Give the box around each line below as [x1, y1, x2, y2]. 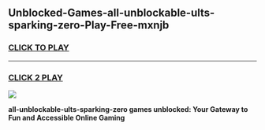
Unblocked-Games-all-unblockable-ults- [8, 6, 215, 20]
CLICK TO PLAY [8, 43, 69, 54]
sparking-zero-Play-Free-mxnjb [8, 19, 170, 32]
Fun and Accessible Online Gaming [8, 113, 125, 122]
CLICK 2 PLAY [8, 72, 63, 83]
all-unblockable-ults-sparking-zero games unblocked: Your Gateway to [8, 104, 248, 113]
